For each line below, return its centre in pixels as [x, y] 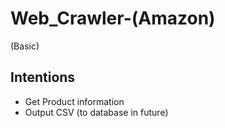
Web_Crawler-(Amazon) [113, 18]
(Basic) [25, 46]
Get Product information [74, 101]
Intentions [43, 77]
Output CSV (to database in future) [96, 112]
